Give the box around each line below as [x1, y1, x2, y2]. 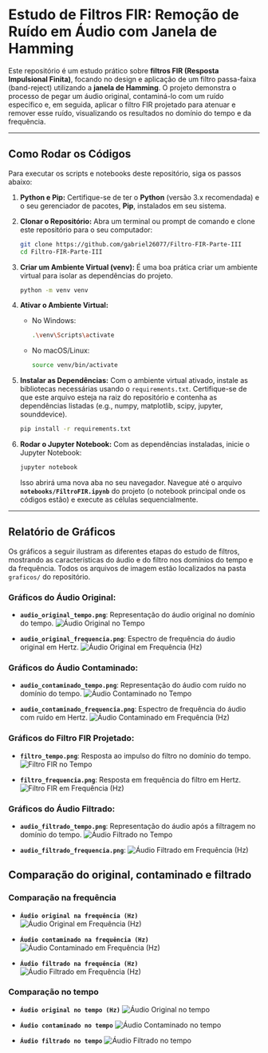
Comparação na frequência [8, 892, 117, 903]
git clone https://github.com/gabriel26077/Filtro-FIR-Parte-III [19, 240, 242, 248]
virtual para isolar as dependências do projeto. [19, 270, 173, 280]
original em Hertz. [19, 642, 80, 652]
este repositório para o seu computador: [19, 225, 153, 235]
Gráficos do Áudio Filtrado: [8, 803, 116, 814]
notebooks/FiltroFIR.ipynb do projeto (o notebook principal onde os [19, 486, 246, 495]
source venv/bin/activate [31, 361, 118, 369]
